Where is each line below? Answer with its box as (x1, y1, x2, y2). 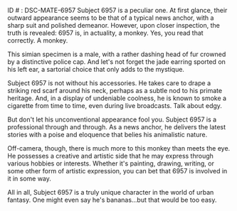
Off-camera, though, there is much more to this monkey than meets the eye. (7, 144, 231, 152)
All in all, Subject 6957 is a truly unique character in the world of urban (7, 188, 214, 196)
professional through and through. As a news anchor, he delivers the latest (7, 123, 226, 131)
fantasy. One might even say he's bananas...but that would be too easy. (7, 195, 217, 204)
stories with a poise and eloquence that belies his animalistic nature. (7, 131, 208, 139)
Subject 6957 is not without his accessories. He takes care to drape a (7, 79, 211, 87)
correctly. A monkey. (7, 36, 68, 45)
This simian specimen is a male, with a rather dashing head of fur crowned (7, 50, 226, 58)
